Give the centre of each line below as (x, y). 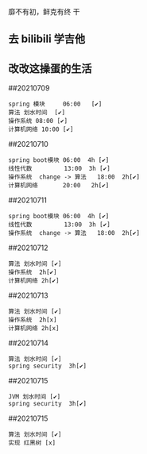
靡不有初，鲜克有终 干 (44, 12)
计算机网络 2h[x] (34, 329)
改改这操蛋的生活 (50, 69)
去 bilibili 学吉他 (47, 39)
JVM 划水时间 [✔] (35, 397)
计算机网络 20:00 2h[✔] (59, 186)
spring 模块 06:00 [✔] (55, 104)
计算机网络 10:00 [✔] (41, 129)
